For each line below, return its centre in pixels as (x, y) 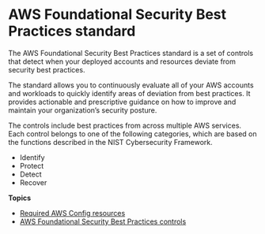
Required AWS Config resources (72, 213)
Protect (32, 165)
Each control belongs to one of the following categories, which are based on (132, 134)
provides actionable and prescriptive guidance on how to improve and (122, 102)
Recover (33, 182)
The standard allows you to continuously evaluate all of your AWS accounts (131, 85)
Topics (20, 198)
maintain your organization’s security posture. (83, 110)
